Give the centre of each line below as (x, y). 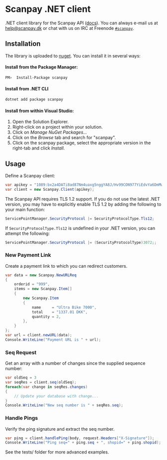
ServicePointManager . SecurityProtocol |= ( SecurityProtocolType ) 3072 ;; (81, 242)
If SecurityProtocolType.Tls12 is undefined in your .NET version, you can (80, 228)
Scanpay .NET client (48, 9)
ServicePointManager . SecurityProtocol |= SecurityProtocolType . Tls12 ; (80, 219)
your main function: (25, 209)
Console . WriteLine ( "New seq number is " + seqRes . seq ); (64, 405)
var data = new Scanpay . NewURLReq (41, 275)
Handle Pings (22, 418)
